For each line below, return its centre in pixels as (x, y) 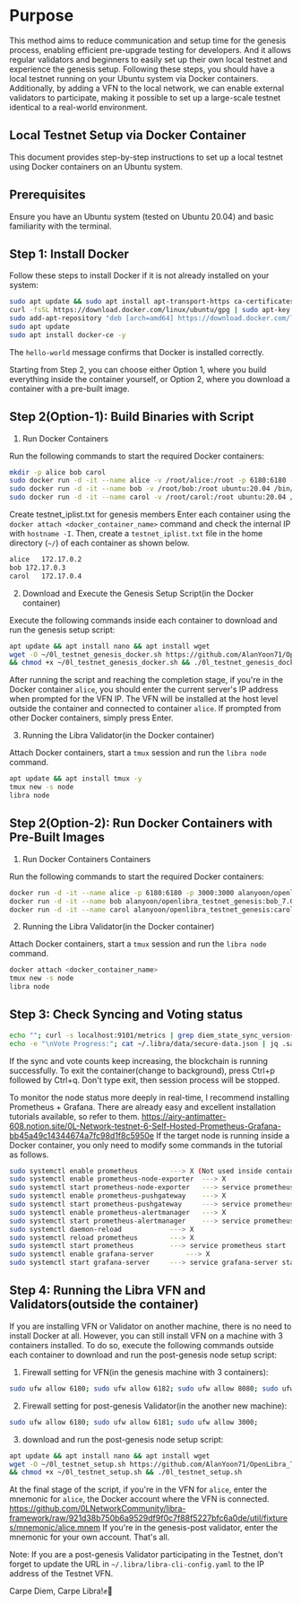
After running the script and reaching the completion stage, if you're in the (146, 680)
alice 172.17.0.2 (46, 560)
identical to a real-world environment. (78, 107)
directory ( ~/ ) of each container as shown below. (99, 543)
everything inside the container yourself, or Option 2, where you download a (150, 379)
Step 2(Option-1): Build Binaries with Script (132, 417)
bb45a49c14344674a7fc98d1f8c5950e (82, 1135)
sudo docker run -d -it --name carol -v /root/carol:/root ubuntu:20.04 (148, 497)
